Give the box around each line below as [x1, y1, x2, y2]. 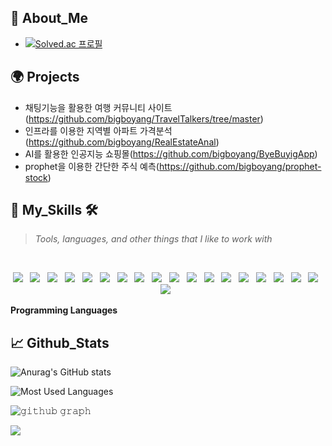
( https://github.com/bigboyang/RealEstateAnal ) [24, 136, 220, 148]
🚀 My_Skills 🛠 [10, 202, 98, 219]
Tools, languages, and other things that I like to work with [34, 233, 273, 245]
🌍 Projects [10, 69, 80, 86]
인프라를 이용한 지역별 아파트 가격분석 [24, 124, 173, 136]
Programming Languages [10, 304, 118, 316]
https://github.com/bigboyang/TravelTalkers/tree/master [28, 112, 261, 125]
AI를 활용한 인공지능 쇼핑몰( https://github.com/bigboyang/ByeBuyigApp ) [24, 147, 318, 160]
